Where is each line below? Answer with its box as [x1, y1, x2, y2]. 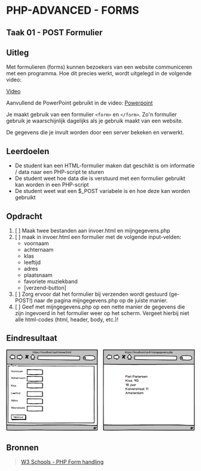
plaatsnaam [23, 271, 53, 279]
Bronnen [6, 442, 39, 452]
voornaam [23, 240, 49, 247]
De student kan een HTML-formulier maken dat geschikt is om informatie [14, 162, 195, 169]
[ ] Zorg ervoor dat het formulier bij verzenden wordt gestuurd [14, 290, 168, 298]
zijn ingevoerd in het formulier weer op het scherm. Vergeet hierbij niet [14, 310, 190, 317]
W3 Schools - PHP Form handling [20, 458, 103, 466]
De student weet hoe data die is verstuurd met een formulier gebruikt [14, 175, 185, 182]
